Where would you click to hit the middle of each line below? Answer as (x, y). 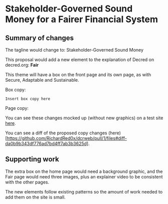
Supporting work (32, 159)
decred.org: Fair (22, 65)
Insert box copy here (28, 99)
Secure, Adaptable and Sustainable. (42, 80)
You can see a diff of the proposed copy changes (56, 133)
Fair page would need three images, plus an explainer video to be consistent (84, 176)
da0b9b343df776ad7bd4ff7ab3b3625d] (47, 144)
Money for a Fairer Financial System (81, 19)
